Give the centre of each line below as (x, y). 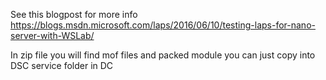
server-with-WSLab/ (52, 35)
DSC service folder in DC (62, 65)
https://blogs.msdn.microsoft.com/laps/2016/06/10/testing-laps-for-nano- (163, 25)
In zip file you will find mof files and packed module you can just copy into (163, 55)
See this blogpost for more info (74, 14)
